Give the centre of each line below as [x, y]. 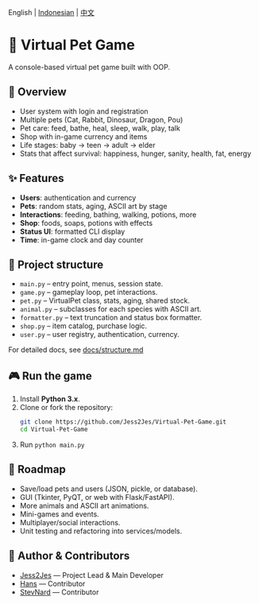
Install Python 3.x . [50, 399]
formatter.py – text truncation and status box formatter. [111, 318]
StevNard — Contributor [59, 592]
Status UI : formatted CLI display [72, 231]
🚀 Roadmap [37, 469]
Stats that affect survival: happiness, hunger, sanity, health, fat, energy [135, 153]
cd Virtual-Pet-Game [54, 430]
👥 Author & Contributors [69, 556]
